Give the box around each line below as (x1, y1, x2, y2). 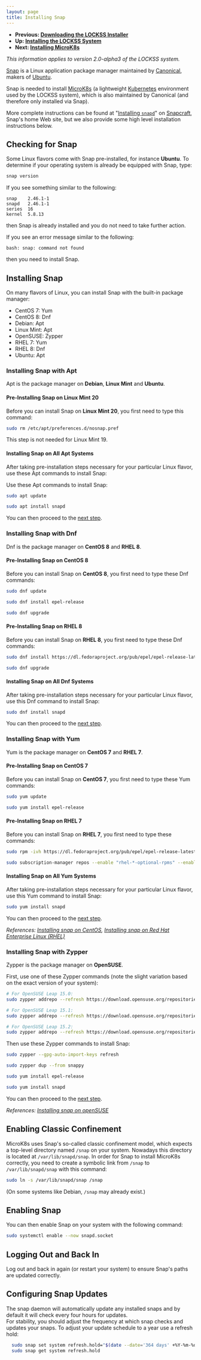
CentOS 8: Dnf (14, 313, 51, 320)
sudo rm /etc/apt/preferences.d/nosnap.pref (6, 425, 119, 431)
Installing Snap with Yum (6, 735, 80, 743)
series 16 (6, 206, 33, 212)
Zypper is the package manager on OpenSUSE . (6, 961, 124, 969)
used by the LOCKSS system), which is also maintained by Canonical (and (6, 91, 188, 98)
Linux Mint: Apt (14, 326, 53, 333)
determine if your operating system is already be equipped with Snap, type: (6, 161, 193, 169)
